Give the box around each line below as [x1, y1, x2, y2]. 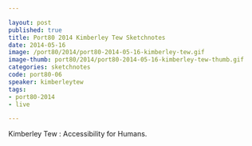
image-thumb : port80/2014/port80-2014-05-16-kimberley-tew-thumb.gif [8, 56, 245, 64]
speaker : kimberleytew [8, 77, 84, 86]
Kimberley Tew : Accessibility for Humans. [8, 129, 148, 139]
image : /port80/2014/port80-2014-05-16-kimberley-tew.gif [8, 49, 205, 57]
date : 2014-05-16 [8, 41, 66, 49]
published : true [8, 26, 62, 34]
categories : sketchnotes [8, 63, 91, 72]
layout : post [8, 18, 52, 26]
